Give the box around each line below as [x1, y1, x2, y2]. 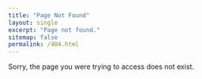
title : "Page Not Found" [8, 11, 90, 20]
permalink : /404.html [8, 41, 80, 48]
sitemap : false [8, 33, 58, 41]
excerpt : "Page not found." [8, 26, 101, 34]
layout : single [8, 19, 58, 27]
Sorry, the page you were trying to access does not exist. [8, 62, 195, 71]
